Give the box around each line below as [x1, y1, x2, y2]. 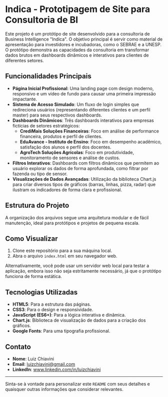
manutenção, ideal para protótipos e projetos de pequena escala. [5, 220, 140, 226]
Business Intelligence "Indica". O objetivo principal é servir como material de [5, 36, 163, 42]
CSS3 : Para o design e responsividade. [12, 307, 93, 313]
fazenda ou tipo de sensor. [12, 171, 68, 177]
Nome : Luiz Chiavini [12, 356, 54, 362]
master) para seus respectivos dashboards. [12, 112, 102, 118]
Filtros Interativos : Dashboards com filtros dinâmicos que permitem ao [12, 160, 159, 166]
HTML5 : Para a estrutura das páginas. [12, 301, 91, 307]
